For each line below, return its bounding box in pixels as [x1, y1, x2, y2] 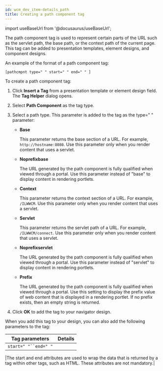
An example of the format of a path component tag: [5, 60, 109, 66]
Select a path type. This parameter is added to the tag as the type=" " [12, 112, 154, 118]
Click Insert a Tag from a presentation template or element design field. [12, 87, 157, 93]
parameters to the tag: [5, 323, 51, 329]
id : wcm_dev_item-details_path [5, 7, 69, 12]
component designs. [5, 50, 47, 57]
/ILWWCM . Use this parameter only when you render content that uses [19, 200, 158, 206]
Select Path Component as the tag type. [12, 102, 94, 108]
